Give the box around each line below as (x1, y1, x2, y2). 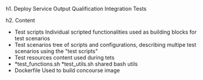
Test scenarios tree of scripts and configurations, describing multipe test (14, 42, 196, 48)
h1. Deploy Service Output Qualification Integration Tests (5, 5, 147, 12)
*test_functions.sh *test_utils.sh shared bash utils (14, 60, 138, 67)
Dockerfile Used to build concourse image (14, 67, 121, 74)
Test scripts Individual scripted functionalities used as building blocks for (14, 28, 197, 35)
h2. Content (5, 17, 36, 23)
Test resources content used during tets (14, 54, 115, 61)
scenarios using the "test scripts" (14, 48, 98, 55)
